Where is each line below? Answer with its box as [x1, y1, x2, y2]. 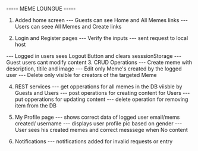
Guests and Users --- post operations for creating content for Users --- [14, 90, 190, 96]
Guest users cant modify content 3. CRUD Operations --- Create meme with [6, 59, 192, 66]
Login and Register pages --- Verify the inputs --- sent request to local [14, 35, 188, 41]
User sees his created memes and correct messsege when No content [14, 127, 188, 133]
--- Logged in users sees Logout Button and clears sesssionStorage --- [6, 53, 182, 59]
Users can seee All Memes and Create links [14, 23, 122, 30]
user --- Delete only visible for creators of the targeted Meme [6, 72, 157, 78]
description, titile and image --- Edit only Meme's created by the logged [6, 65, 183, 72]
